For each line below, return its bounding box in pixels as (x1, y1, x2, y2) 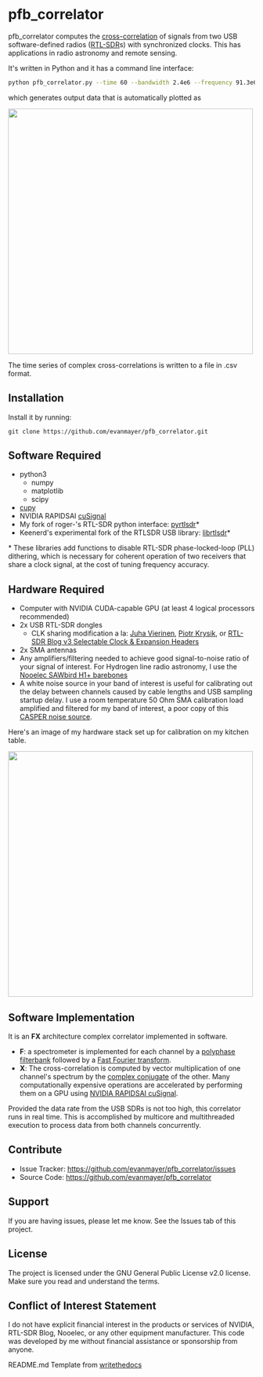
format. (8, 368, 32, 378)
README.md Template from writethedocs (8, 1361, 142, 1370)
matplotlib (31, 486, 64, 496)
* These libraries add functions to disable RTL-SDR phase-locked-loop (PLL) (8, 544, 255, 553)
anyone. (8, 1345, 34, 1354)
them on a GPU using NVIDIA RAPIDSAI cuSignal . (19, 1089, 178, 1098)
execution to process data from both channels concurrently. (8, 1121, 202, 1130)
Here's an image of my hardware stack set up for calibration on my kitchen (8, 727, 249, 737)
